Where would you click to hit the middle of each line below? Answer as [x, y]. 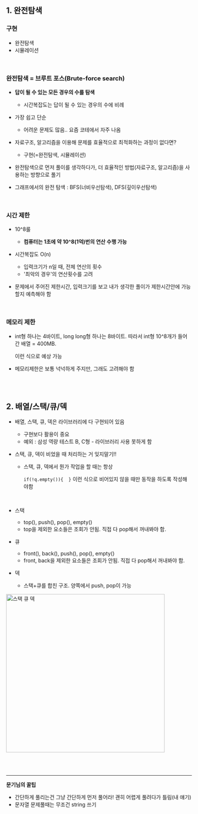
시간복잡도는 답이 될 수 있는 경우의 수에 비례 [74, 104]
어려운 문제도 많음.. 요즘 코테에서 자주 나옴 [72, 130]
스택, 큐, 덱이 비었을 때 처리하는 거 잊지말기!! [65, 454]
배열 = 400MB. [39, 343]
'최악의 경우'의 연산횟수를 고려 [58, 274]
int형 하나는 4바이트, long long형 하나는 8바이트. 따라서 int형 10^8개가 [95, 336]
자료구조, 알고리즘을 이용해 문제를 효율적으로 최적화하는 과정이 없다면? [95, 142]
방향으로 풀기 [45, 174]
